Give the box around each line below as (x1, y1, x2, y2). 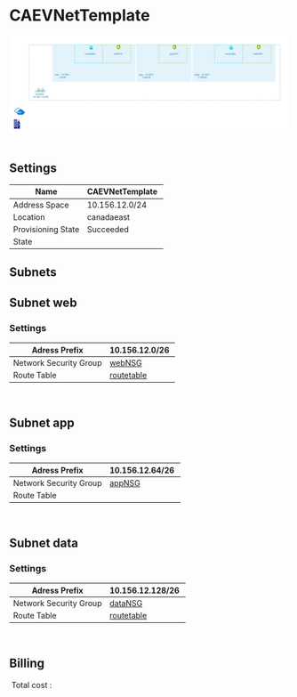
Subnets (9, 264, 57, 280)
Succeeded (86, 224, 129, 235)
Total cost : (11, 679, 52, 690)
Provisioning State (12, 224, 80, 235)
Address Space (12, 199, 69, 210)
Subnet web (9, 295, 77, 310)
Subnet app (9, 415, 75, 430)
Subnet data (9, 536, 78, 551)
